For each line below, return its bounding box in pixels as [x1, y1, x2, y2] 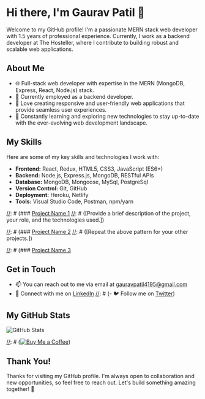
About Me [6, 63, 45, 74]
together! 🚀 [6, 385, 35, 392]
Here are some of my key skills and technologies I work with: [6, 153, 160, 160]
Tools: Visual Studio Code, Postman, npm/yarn [15, 198, 134, 205]
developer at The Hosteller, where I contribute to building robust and [6, 39, 179, 46]
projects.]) [6, 234, 32, 242]
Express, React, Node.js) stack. [15, 86, 95, 94]
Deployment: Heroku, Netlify [15, 191, 89, 198]
